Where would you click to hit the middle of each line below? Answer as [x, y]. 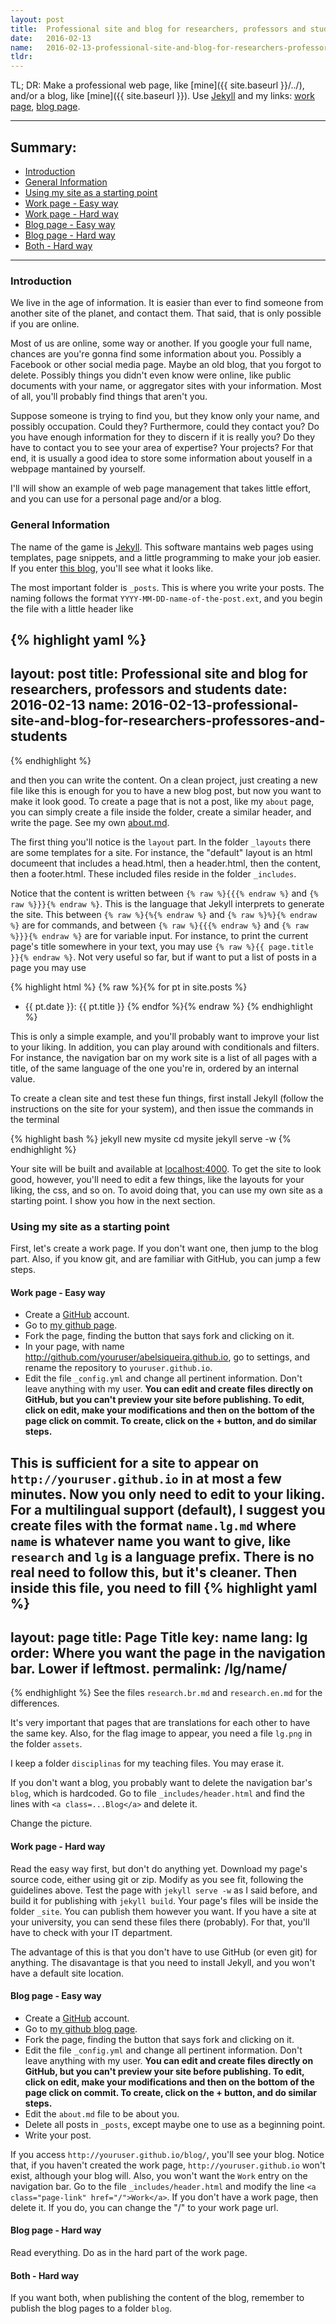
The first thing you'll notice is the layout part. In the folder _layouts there [161, 842]
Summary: [43, 147]
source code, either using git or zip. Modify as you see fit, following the [157, 1879]
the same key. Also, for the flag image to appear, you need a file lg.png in [161, 1733]
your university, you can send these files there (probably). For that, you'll [160, 1922]
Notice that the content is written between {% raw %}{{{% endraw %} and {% [164, 893]
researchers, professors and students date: [149, 689]
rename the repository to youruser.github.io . [118, 1368]
